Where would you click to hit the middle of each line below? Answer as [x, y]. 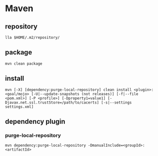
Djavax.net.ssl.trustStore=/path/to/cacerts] [52, 103]
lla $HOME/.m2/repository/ [32, 37]
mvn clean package [24, 64]
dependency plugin [35, 122]
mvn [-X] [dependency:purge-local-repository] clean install [69, 90]
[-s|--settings [116, 103]
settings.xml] [20, 107]
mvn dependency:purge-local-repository [46, 146]
